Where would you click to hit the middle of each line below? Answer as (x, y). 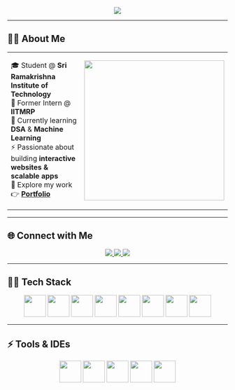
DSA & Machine (37, 129)
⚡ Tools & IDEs (39, 344)
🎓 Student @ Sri (39, 65)
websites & (30, 167)
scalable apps (35, 176)
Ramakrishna (33, 76)
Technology (31, 94)
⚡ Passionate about (43, 147)
